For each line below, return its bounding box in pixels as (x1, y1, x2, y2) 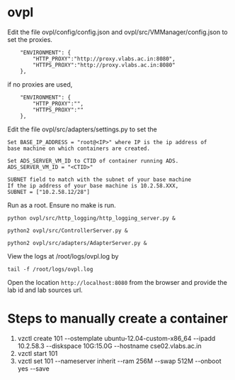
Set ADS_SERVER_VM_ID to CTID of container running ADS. (7, 157, 179, 164)
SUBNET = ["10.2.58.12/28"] (7, 188, 91, 195)
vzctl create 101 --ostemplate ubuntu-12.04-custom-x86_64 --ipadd (17, 334, 216, 342)
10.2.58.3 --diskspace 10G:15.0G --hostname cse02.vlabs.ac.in (17, 342, 202, 350)
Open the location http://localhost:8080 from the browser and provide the (7, 278, 228, 286)
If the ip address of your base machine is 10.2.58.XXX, (7, 182, 179, 189)
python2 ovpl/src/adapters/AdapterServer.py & (7, 239, 147, 246)
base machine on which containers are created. (7, 145, 151, 152)
